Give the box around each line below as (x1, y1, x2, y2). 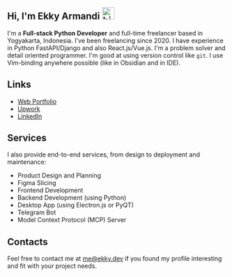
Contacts (7, 236, 49, 248)
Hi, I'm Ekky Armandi (7, 10, 100, 22)
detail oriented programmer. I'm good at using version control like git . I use (7, 51, 224, 59)
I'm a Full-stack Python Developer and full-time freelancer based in (7, 29, 203, 37)
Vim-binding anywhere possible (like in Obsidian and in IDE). (7, 58, 181, 67)
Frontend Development (17, 186, 84, 195)
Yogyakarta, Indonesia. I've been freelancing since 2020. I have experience (7, 36, 224, 45)
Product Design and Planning (17, 171, 102, 180)
